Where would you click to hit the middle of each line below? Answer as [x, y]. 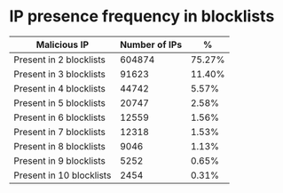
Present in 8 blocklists [60, 146]
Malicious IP [63, 44]
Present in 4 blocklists [60, 88]
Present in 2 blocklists [60, 60]
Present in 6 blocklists [60, 117]
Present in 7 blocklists [60, 132]
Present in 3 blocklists [60, 74]
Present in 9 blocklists [60, 160]
